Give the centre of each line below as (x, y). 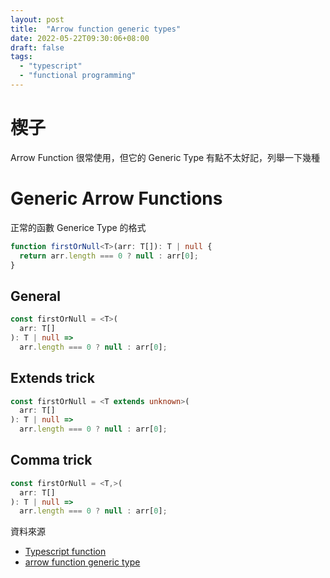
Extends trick (52, 378)
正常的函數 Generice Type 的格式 (78, 227)
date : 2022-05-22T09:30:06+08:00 (80, 38)
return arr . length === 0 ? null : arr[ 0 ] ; (109, 256)
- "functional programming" (78, 76)
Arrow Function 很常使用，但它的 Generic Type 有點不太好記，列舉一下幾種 (165, 157)
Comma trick (51, 460)
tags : (21, 57)
